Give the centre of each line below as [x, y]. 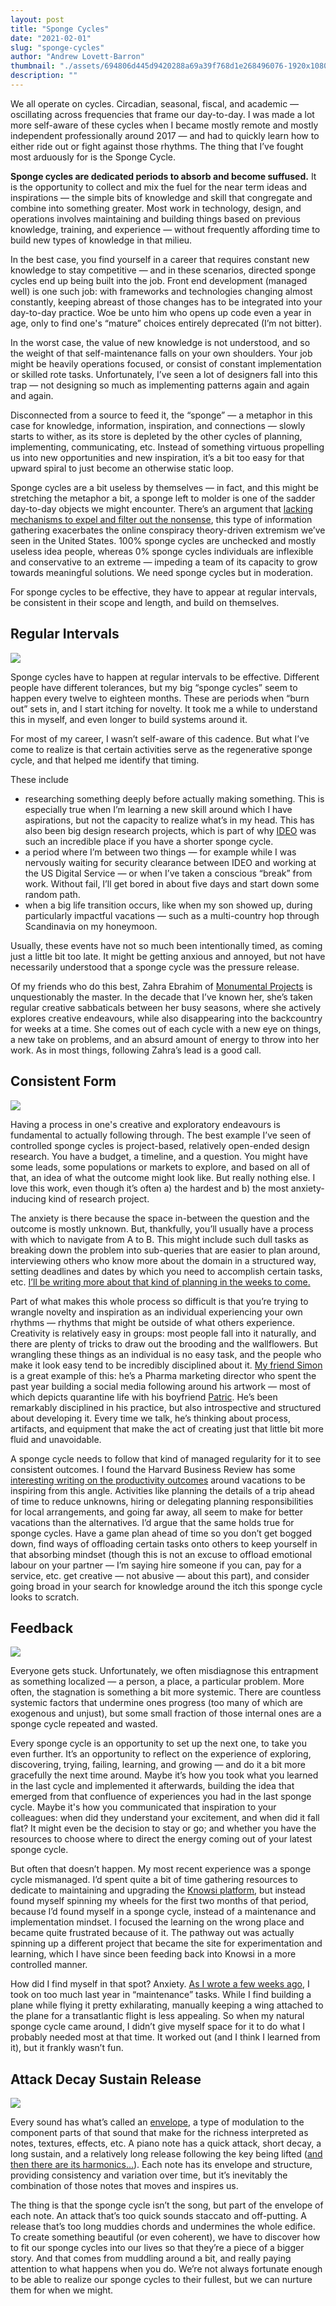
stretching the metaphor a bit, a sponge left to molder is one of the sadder [163, 498]
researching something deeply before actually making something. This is [174, 798]
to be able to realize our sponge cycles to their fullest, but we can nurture [161, 2280]
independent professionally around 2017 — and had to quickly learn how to [165, 135]
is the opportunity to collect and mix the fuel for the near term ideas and [159, 187]
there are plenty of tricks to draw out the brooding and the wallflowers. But [164, 1343]
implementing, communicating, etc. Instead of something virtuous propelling [167, 447]
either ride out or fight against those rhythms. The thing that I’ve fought [157, 146]
